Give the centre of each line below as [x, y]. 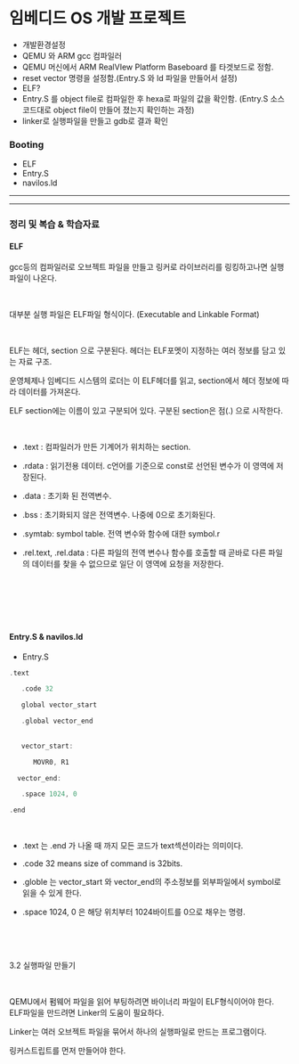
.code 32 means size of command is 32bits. [102, 863]
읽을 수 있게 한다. [52, 893]
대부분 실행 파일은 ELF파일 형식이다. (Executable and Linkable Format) [134, 315]
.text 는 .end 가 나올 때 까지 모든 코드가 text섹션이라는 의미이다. [133, 846]
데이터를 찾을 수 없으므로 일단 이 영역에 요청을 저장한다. [128, 564]
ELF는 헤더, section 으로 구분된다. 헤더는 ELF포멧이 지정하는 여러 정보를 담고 [143, 351]
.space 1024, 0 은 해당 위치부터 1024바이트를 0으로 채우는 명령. [134, 912]
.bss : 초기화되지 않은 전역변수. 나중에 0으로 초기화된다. [119, 515]
